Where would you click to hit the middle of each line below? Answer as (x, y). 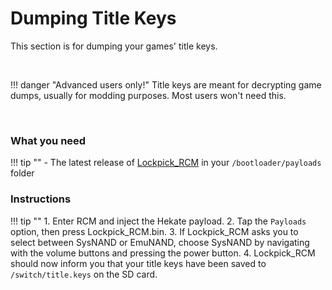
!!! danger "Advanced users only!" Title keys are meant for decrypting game (166, 84)
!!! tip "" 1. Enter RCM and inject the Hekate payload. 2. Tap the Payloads (158, 221)
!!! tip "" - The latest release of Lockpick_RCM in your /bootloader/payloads (166, 163)
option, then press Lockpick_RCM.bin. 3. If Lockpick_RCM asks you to (154, 231)
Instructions (41, 199)
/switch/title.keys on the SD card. (84, 274)
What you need (48, 140)
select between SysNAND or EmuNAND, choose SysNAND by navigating (160, 242)
